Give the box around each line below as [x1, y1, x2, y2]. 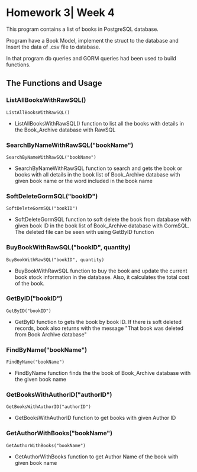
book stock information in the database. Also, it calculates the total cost [14, 273, 189, 281]
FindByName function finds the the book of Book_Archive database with [14, 370, 191, 377]
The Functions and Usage [6, 78, 102, 88]
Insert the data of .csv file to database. [6, 43, 101, 50]
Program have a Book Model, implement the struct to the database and [6, 37, 179, 44]
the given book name [14, 376, 67, 383]
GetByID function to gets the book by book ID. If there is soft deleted [14, 318, 182, 325]
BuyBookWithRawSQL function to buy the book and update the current [14, 267, 188, 274]
